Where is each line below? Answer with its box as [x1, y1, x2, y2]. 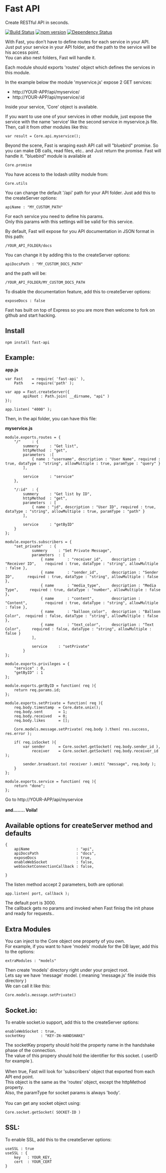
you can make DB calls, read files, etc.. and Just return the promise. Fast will [5, 147, 162, 153]
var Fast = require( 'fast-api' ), [5, 376, 85, 381]
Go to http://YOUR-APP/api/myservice [5, 796, 83, 802]
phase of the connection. [5, 1048, 56, 1053]
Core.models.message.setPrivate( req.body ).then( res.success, [14, 726, 150, 732]
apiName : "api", [14, 847, 94, 852]
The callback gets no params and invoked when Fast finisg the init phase [5, 905, 154, 911]
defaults [5, 829, 32, 837]
